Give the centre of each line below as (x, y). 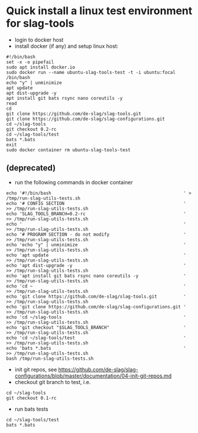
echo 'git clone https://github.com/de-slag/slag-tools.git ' (96, 297)
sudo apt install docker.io (41, 67)
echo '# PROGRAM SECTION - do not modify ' (96, 235)
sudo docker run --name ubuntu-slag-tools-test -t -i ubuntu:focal (91, 72)
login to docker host (39, 40)
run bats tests (31, 409)
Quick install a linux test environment (99, 11)
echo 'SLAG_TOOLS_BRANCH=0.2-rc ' (96, 214)
